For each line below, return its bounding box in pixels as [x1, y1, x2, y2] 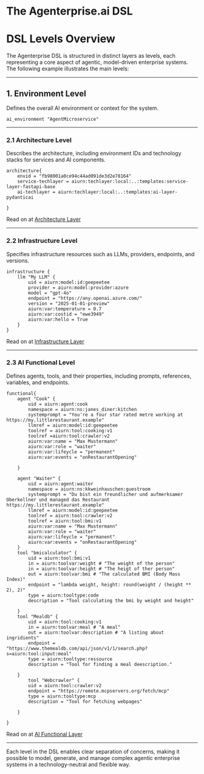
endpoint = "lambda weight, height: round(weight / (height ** [28, 582, 191, 588]
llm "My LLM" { [17, 274, 56, 280]
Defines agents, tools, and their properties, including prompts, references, [6, 372, 192, 379]
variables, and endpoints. [6, 378, 70, 386]
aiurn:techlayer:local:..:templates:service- [71, 178, 189, 185]
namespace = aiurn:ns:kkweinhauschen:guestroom [28, 486, 151, 492]
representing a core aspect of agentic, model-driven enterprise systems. [6, 59, 188, 66]
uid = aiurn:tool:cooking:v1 [28, 619, 102, 625]
